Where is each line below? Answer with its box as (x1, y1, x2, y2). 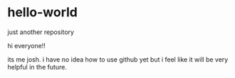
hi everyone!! (7, 41, 46, 50)
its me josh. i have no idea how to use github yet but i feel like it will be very (7, 55, 229, 64)
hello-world (7, 4, 78, 21)
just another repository (7, 28, 75, 36)
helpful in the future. (7, 62, 68, 71)
